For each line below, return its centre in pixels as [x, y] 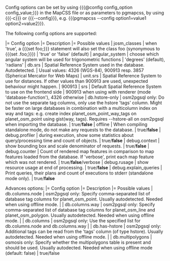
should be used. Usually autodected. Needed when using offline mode [79, 248]
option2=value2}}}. [25, 23]
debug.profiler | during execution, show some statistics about [70, 135]
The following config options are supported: [51, 33]
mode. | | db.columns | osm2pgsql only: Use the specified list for [73, 221]
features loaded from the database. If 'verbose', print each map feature [79, 157]
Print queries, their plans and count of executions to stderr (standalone [79, 173]
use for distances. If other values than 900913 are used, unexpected [77, 81]
